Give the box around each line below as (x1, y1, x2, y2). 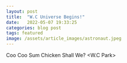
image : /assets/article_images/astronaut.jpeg (6, 36, 122, 41)
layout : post (6, 8, 38, 15)
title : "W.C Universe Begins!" (6, 14, 85, 20)
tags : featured (6, 30, 43, 36)
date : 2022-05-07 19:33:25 (6, 19, 77, 25)
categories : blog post (6, 24, 61, 31)
